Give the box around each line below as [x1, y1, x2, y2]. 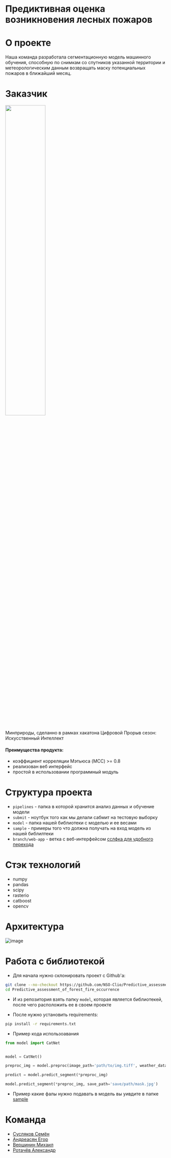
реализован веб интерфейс [12, 764, 73, 770]
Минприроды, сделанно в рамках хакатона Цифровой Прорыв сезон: [5, 730, 157, 736]
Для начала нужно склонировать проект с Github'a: [12, 973, 126, 979]
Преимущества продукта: [5, 747, 64, 753]
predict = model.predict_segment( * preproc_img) [5, 1072, 108, 1078]
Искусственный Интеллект [5, 735, 64, 741]
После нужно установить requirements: [12, 1011, 98, 1018]
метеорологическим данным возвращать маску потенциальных [5, 65, 146, 71]
